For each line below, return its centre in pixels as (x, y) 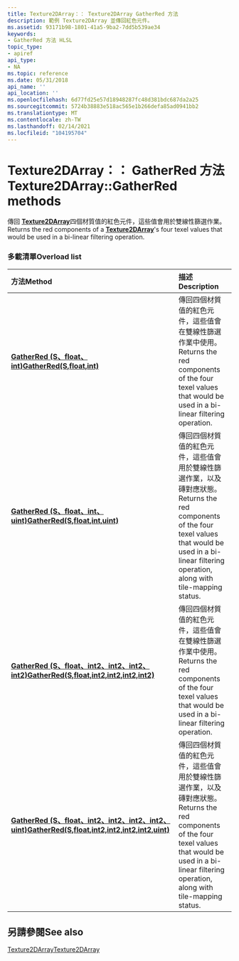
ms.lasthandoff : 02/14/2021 (49, 126)
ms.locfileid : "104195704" (47, 133)
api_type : (22, 60)
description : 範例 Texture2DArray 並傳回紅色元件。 (80, 21)
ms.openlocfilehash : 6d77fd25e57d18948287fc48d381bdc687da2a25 (103, 100)
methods (34, 201)
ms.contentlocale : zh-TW (44, 119)
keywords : (22, 34)
